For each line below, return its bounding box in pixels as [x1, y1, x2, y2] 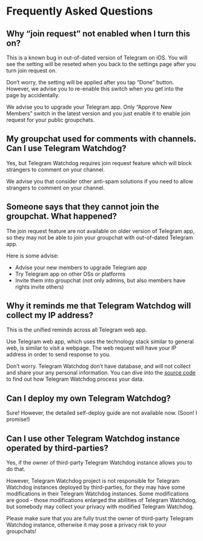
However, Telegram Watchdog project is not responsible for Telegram [6, 477, 180, 485]
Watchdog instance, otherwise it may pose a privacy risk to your [6, 521, 167, 529]
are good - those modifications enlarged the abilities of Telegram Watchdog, [6, 497, 197, 504]
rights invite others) [15, 283, 64, 290]
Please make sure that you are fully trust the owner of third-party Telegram [6, 515, 194, 522]
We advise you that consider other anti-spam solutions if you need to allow [6, 177, 193, 185]
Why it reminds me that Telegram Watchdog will [6, 301, 191, 311]
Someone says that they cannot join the [6, 202, 159, 212]
